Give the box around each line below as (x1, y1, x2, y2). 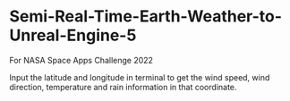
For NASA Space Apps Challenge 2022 (9, 55, 154, 65)
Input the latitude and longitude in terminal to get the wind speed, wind (9, 72, 270, 82)
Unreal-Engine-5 (9, 25, 137, 46)
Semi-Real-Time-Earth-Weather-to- (9, 6, 283, 27)
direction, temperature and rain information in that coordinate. (9, 81, 237, 92)
